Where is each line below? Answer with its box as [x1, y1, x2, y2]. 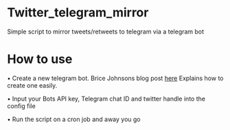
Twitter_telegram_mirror [7, 5, 149, 21]
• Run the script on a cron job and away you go [7, 115, 141, 123]
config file [7, 101, 36, 110]
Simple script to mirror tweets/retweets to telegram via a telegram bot [7, 27, 205, 36]
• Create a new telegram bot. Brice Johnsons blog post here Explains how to [7, 74, 224, 82]
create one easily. [7, 81, 58, 90]
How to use [7, 51, 73, 67]
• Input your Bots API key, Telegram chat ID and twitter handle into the [7, 94, 206, 103]
